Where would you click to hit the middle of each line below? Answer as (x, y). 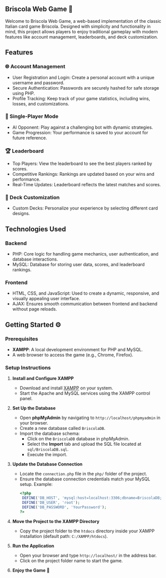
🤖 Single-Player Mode (32, 116)
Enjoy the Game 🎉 (31, 570)
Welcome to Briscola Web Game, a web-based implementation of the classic (83, 21)
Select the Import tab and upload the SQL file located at (84, 444)
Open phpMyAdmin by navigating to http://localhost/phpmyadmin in (90, 418)
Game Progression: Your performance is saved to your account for (80, 132)
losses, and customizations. (41, 104)
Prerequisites (22, 339)
